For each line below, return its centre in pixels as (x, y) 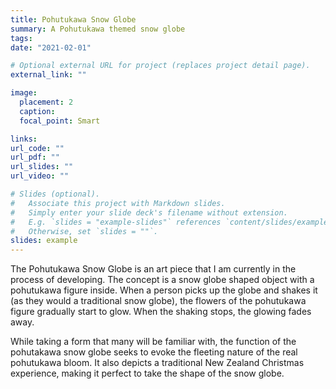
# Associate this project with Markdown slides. (118, 203)
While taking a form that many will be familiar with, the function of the (153, 342)
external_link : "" (48, 75)
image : (24, 93)
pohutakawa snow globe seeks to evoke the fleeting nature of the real (154, 352)
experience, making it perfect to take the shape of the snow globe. (147, 373)
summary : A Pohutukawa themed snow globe (98, 29)
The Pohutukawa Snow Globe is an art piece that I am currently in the (153, 269)
